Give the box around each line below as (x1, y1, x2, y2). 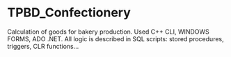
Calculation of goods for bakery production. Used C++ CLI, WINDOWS (7, 27, 210, 36)
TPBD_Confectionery (7, 5, 131, 21)
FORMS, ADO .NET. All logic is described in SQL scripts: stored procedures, (7, 34, 224, 43)
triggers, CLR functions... (7, 42, 79, 50)
